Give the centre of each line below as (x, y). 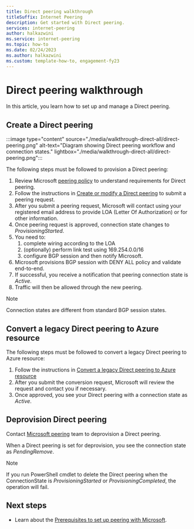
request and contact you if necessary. (61, 389)
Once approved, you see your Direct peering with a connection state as (101, 395)
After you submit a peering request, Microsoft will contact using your (98, 206)
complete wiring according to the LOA (69, 244)
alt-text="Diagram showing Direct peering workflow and (107, 146)
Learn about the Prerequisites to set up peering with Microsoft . (91, 520)
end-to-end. (29, 268)
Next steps (26, 506)
